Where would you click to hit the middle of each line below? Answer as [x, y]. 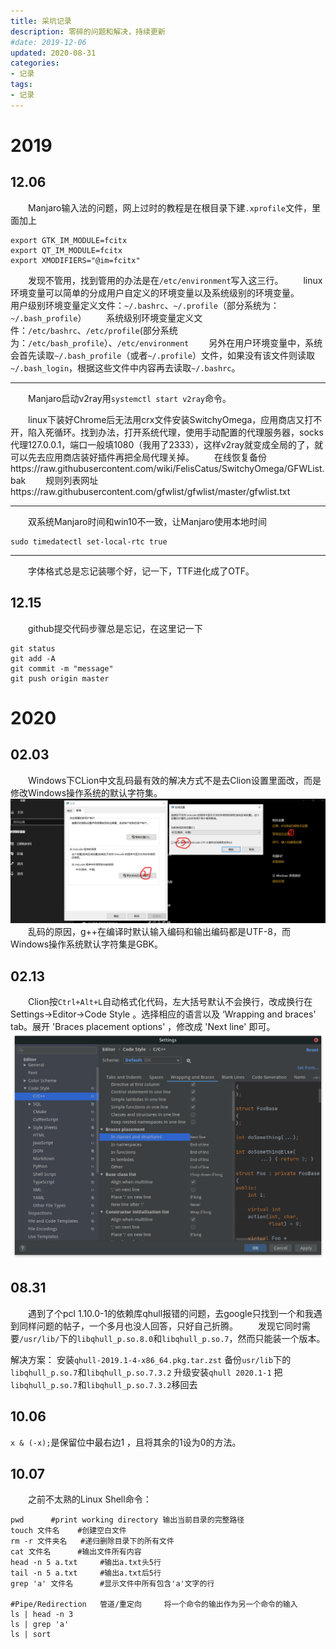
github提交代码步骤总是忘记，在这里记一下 [115, 628]
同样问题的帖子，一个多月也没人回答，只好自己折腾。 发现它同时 [160, 1326]
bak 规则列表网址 [54, 480]
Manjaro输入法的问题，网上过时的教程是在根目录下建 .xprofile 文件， [170, 207]
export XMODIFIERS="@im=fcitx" [75, 260]
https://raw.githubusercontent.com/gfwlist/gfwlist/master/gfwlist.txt [150, 491]
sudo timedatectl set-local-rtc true [89, 541]
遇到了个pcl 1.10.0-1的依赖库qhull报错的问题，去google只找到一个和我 [171, 1313]
